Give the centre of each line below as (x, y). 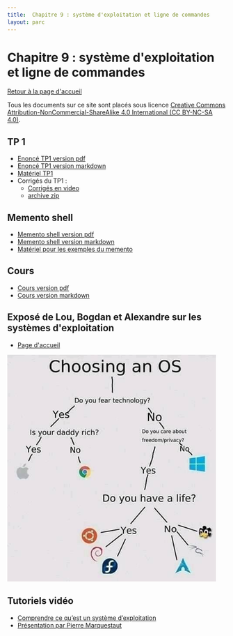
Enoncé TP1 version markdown (62, 166)
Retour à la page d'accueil (45, 91)
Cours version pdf (43, 288)
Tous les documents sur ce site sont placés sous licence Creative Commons (116, 105)
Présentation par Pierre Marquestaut (70, 625)
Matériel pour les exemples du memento (75, 249)
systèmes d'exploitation (61, 328)
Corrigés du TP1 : (42, 181)
